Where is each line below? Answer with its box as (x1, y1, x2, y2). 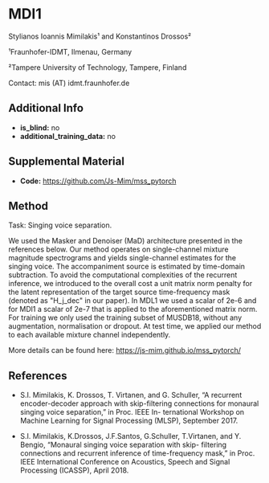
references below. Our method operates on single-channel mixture (8, 244, 229, 254)
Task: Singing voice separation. (8, 220, 112, 230)
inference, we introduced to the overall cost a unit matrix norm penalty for (8, 279, 253, 289)
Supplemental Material (8, 154, 124, 169)
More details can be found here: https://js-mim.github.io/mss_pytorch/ (8, 346, 241, 355)
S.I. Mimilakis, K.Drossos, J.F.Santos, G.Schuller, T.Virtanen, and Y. (19, 432, 242, 441)
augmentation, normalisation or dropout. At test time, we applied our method (8, 321, 262, 331)
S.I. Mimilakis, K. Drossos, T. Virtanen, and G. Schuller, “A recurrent (19, 391, 243, 400)
